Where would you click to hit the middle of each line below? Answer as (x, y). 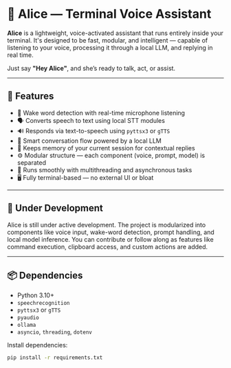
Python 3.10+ (36, 295)
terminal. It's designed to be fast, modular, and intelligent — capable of (108, 40)
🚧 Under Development (55, 208)
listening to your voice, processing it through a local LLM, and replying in (110, 47)
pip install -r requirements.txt (55, 358)
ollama (26, 325)
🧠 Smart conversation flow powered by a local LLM (89, 141)
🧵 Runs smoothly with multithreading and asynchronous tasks (104, 170)
